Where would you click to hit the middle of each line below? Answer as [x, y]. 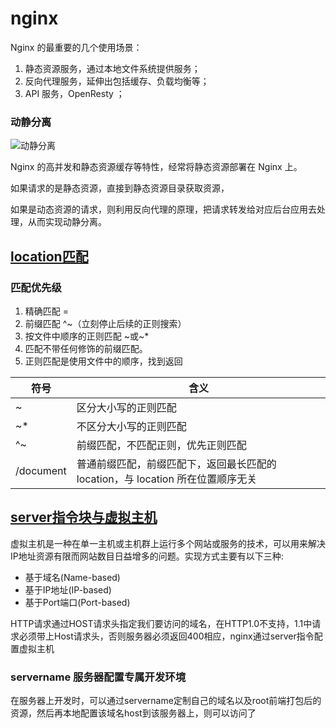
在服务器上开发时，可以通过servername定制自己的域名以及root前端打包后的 [166, 701]
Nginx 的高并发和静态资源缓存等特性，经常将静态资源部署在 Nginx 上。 [156, 167]
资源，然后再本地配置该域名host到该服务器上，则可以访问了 [133, 713]
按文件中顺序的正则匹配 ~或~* [87, 336]
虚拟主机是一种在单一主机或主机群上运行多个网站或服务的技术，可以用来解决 [168, 543]
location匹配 [49, 256]
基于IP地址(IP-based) [68, 589]
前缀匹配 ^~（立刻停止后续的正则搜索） [105, 323]
